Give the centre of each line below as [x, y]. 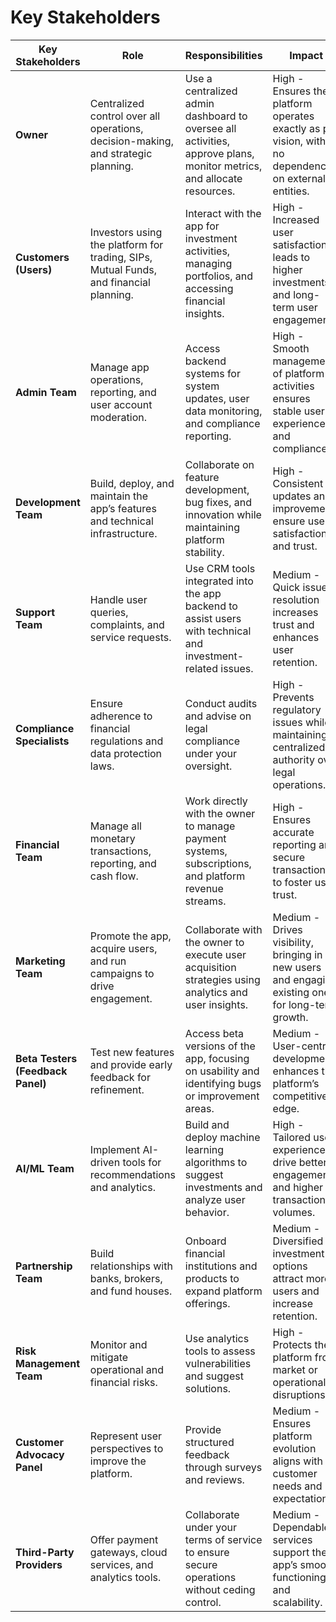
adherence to [121, 716]
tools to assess [220, 1351]
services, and [121, 1564]
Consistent [298, 483]
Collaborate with [223, 929]
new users [297, 967]
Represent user [126, 1436]
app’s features [123, 508]
